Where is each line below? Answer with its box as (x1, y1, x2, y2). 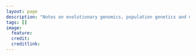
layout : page (6, 8, 38, 15)
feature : (11, 30, 33, 36)
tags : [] (6, 19, 27, 25)
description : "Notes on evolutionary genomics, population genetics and (6, 14, 187, 20)
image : (6, 24, 22, 31)
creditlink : (11, 41, 41, 47)
